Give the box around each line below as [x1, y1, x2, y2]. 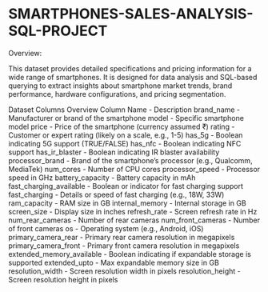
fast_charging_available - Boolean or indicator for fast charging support [8, 181, 244, 190]
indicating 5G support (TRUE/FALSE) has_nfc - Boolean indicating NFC [8, 138, 242, 148]
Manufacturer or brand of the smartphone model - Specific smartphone [8, 113, 244, 122]
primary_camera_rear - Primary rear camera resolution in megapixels [8, 232, 235, 242]
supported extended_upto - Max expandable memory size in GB [8, 258, 220, 267]
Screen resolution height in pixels [8, 274, 118, 284]
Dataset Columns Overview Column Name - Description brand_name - [8, 105, 241, 114]
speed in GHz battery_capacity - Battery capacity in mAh [8, 173, 196, 182]
